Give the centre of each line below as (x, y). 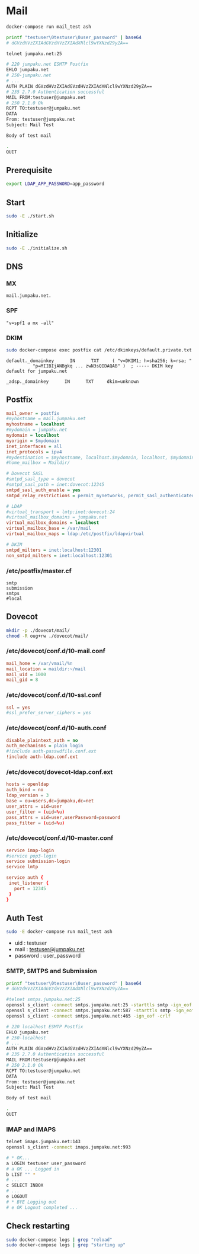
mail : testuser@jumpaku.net (49, 949)
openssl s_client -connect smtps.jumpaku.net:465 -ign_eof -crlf (88, 1016)
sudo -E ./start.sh (30, 216)
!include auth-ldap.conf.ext (42, 757)
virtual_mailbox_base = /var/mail (49, 529)
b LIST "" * (21, 1175)
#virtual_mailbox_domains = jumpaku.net (57, 517)
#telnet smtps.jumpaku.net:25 (44, 1000)
